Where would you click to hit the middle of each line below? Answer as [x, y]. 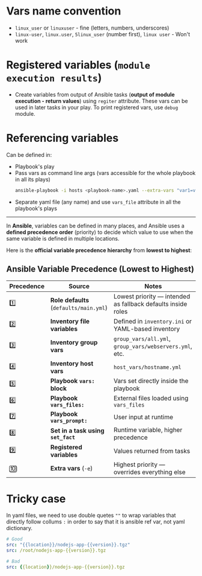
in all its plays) [33, 179]
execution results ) [54, 78]
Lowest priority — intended [152, 296]
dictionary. [20, 528]
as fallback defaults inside [150, 304]
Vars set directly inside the [151, 381]
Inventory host [72, 363]
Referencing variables [63, 138]
